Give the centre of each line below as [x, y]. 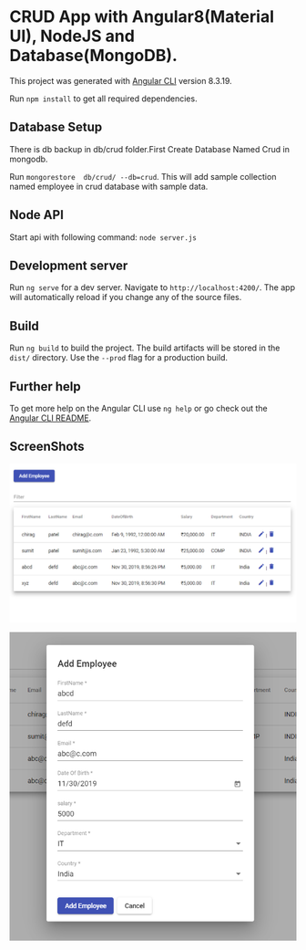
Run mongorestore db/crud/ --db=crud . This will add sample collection [143, 176]
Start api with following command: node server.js [103, 237]
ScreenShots [47, 447]
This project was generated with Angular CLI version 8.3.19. [121, 80]
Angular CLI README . [51, 418]
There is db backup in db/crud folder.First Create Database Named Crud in [149, 149]
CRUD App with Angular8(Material [142, 17]
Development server [69, 265]
